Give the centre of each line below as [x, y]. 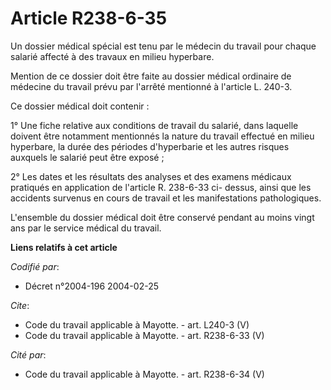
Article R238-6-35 [89, 18]
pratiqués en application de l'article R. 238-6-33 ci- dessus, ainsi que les [161, 187]
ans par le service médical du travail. [86, 228]
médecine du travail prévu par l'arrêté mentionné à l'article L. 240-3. [151, 86]
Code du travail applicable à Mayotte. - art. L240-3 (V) [137, 324]
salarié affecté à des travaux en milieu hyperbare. [112, 56]
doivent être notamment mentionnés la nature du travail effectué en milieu [162, 136]
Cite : [20, 305]
